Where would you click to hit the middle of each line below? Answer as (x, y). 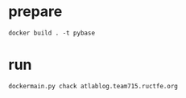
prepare (35, 12)
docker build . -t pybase (52, 33)
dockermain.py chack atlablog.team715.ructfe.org (93, 86)
